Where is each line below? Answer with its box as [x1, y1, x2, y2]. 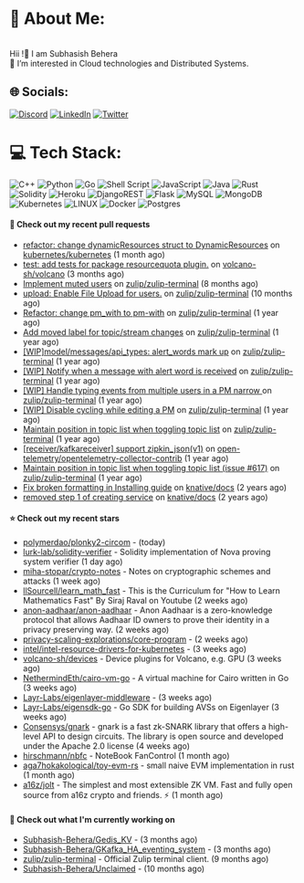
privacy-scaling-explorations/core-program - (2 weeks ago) [22, 634, 249, 645]
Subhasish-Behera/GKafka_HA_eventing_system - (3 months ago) [22, 844, 271, 855]
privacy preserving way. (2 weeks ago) [22, 625, 170, 636]
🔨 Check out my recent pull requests [9, 219, 151, 230]
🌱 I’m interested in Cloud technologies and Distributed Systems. [9, 58, 249, 68]
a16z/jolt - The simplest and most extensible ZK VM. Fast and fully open [22, 780, 293, 791]
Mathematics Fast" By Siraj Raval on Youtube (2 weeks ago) [22, 595, 248, 606]
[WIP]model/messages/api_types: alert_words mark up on [22, 346, 241, 357]
